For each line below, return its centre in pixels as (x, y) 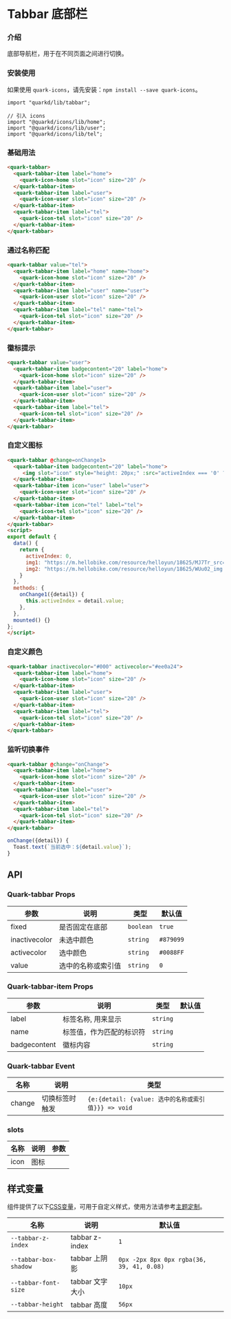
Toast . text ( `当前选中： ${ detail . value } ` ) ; (73, 847)
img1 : (33, 562)
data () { (26, 544)
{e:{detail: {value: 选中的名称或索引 (146, 1099)
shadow (21, 1267)
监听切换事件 (29, 750)
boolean (140, 926)
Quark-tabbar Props (41, 894)
